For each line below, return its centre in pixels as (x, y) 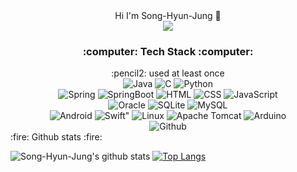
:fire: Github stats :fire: (56, 137)
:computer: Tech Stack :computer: (168, 51)
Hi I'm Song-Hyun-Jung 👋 (168, 15)
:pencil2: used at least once (168, 73)
